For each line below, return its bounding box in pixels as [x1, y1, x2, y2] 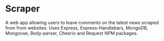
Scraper [5, 3, 40, 14]
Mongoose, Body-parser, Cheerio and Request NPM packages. [5, 30, 138, 36]
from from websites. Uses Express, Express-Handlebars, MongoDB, [5, 24, 148, 30]
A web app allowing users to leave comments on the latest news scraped [5, 19, 159, 25]
